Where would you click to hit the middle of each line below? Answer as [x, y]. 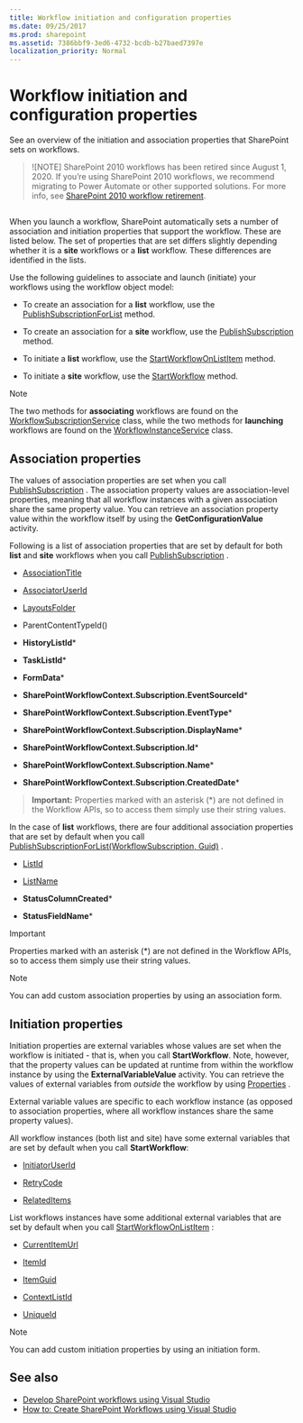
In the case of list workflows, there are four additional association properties [151, 827]
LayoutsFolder [49, 608]
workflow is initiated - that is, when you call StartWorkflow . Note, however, [149, 1055]
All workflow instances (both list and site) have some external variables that [150, 1138]
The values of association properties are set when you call [118, 481]
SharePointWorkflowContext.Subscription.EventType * [127, 712]
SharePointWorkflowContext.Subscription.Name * [118, 765]
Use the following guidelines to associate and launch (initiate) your [133, 278]
